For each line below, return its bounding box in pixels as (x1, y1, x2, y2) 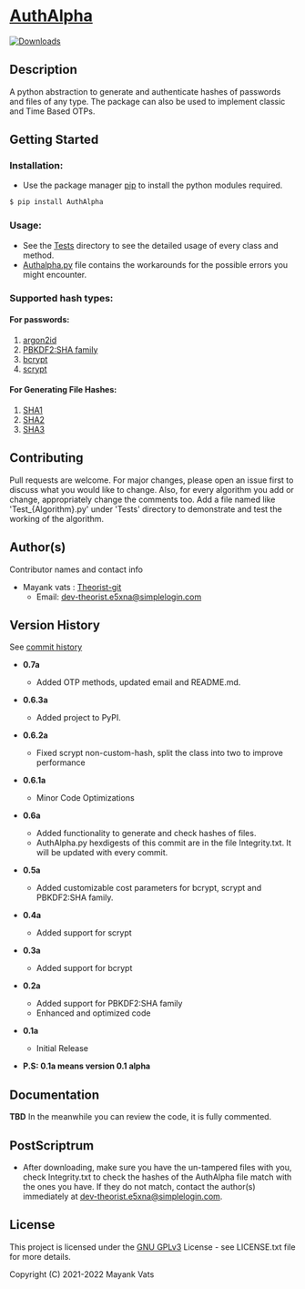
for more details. (9, 1251, 71, 1262)
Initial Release (36, 1043, 89, 1054)
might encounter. (22, 269, 87, 280)
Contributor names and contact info (9, 564, 144, 575)
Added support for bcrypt (36, 963, 133, 974)
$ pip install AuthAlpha (9, 198, 104, 207)
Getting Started (9, 132, 99, 148)
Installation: (9, 159, 64, 172)
